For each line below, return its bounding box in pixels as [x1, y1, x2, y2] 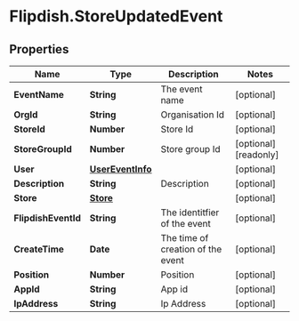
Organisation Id [160, 108, 225, 121]
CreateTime [13, 243, 65, 255]
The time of [160, 232, 209, 244]
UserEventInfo [89, 163, 153, 175]
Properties [9, 42, 69, 57]
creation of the [160, 243, 222, 255]
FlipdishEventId [13, 212, 82, 224]
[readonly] [235, 148, 279, 161]
